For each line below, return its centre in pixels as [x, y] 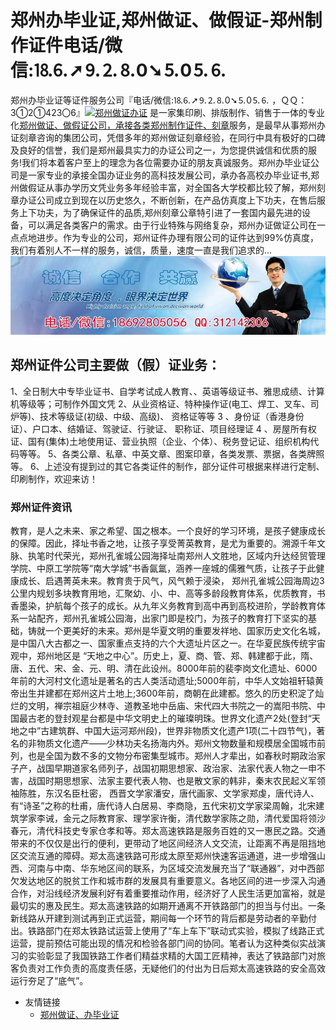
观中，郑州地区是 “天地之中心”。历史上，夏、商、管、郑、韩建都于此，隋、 [164, 656]
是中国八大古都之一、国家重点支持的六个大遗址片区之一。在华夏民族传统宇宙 [168, 643]
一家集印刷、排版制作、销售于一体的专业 [241, 112]
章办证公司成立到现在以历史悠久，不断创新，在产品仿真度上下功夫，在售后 [163, 200]
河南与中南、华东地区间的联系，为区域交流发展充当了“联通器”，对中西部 [176, 868]
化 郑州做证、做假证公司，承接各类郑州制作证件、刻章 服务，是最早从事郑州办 [168, 125]
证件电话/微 [75, 45]
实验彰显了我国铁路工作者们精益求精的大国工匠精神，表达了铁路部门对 [172, 956]
